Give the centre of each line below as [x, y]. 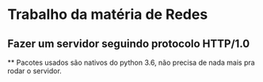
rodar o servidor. [35, 71]
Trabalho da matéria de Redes [108, 15]
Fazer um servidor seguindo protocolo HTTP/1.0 [129, 44]
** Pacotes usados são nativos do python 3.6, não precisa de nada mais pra [131, 62]
